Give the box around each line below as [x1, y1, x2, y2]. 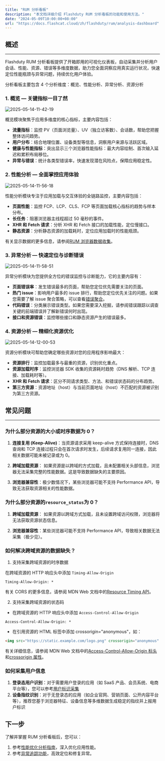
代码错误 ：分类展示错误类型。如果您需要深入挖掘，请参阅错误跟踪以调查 [12, 302, 159, 308]
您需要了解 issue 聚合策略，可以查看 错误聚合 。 [12, 296, 108, 302]
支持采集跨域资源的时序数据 [12, 559, 69, 565]
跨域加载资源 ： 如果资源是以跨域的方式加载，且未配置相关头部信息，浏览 [12, 462, 160, 469]
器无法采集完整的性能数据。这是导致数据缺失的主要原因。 [12, 469, 129, 475]
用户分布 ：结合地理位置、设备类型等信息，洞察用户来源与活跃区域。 [12, 139, 150, 145]
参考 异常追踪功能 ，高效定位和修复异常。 [12, 750, 94, 756]
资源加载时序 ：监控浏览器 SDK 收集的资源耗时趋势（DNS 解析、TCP [12, 366, 150, 372]
